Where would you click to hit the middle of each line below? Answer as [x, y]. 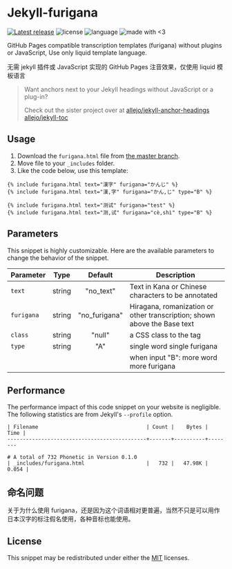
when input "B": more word [173, 357]
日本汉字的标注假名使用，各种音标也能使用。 [71, 519]
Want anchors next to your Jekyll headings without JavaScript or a [119, 89]
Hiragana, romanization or [172, 306]
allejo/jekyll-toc [46, 117]
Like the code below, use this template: [72, 170]
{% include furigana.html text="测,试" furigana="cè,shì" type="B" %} [110, 212]
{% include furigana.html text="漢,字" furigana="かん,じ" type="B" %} [110, 192]
